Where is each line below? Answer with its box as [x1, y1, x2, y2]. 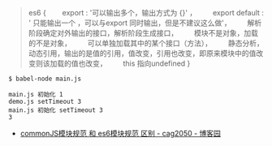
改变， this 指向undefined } [84, 58, 191, 68]
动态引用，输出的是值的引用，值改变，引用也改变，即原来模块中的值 [28, 49, 257, 58]
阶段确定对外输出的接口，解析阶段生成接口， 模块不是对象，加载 [28, 28, 258, 37]
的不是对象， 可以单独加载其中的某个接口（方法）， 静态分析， [28, 38, 264, 48]
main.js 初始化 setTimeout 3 [8, 106, 104, 114]
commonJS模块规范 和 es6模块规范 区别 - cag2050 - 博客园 [19, 129, 222, 138]
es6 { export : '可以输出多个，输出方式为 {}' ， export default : [28, 8, 264, 17]
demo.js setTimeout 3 [8, 97, 82, 105]
